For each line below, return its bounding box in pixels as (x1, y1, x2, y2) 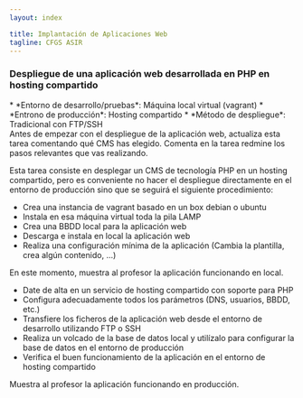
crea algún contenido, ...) (22, 249, 117, 260)
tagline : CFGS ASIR (9, 38, 83, 47)
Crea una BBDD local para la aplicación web (22, 220, 187, 231)
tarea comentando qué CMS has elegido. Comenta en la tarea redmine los (9, 137, 286, 149)
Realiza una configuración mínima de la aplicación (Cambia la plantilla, (22, 240, 285, 251)
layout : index (9, 13, 63, 23)
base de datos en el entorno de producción (22, 342, 184, 353)
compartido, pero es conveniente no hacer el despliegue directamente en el (9, 174, 292, 185)
